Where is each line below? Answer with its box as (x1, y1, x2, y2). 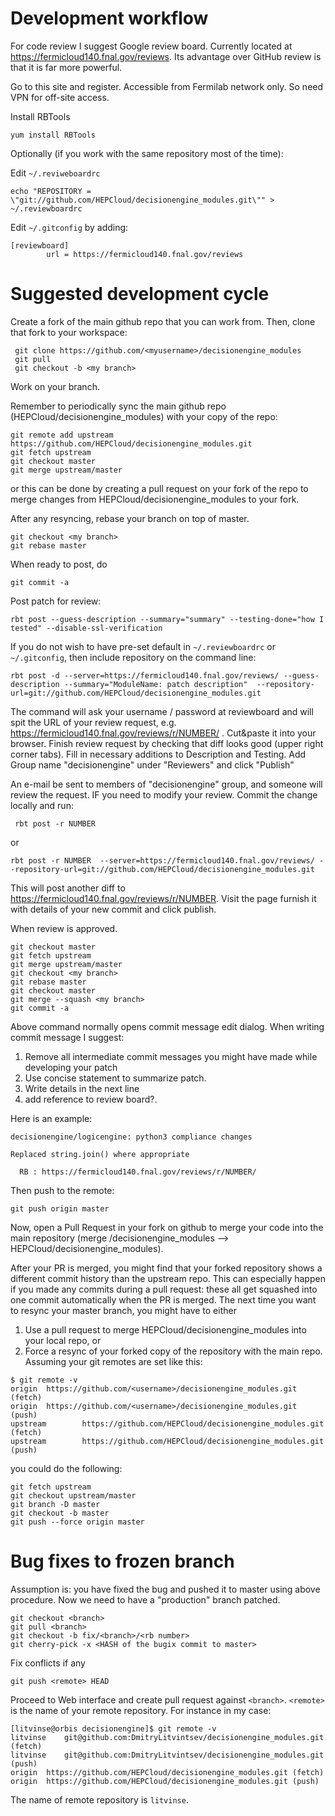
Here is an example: (10, 1112, 93, 1124)
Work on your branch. (10, 380, 100, 392)
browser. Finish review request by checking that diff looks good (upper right (10, 737, 324, 749)
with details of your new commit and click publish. (10, 903, 217, 915)
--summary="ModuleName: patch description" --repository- (63, 679, 315, 689)
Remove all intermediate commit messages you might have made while (24, 1050, 318, 1062)
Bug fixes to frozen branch (10, 1550, 235, 1573)
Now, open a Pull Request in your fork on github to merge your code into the (10, 1221, 324, 1233)
